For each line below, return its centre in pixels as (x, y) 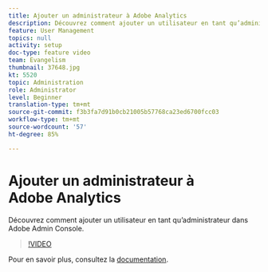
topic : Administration (46, 82)
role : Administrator (43, 90)
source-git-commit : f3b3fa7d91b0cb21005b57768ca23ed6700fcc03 (114, 112)
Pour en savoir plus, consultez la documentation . (89, 259)
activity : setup (35, 45)
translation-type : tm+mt (49, 104)
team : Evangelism (37, 61)
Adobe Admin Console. (46, 228)
